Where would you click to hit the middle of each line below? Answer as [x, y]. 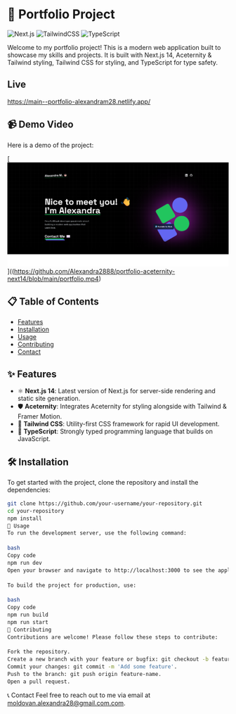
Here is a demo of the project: [51, 145]
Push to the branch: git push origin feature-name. [84, 675]
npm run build [28, 615]
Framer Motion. [40, 416]
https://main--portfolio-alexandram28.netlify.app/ [79, 101]
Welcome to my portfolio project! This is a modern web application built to [114, 47]
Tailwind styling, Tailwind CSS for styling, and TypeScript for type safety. [113, 62]
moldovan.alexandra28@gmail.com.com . [66, 703]
